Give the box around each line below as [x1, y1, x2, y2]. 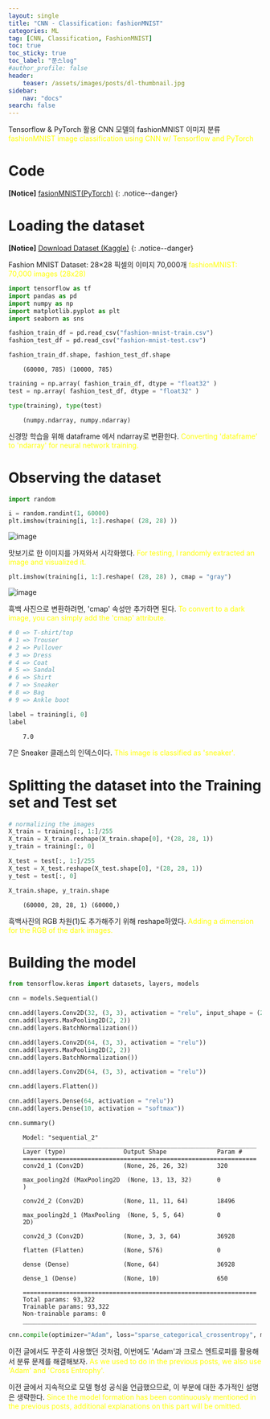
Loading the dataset [8, 217, 145, 235]
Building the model [8, 953, 137, 971]
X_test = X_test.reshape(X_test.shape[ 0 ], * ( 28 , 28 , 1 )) [8, 864, 203, 872]
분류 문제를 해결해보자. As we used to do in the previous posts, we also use [16, 1356, 262, 1366]
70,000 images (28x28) [8, 269, 87, 278]
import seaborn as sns [8, 315, 84, 323]
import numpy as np [8, 299, 74, 307]
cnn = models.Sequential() [8, 995, 99, 1003]
